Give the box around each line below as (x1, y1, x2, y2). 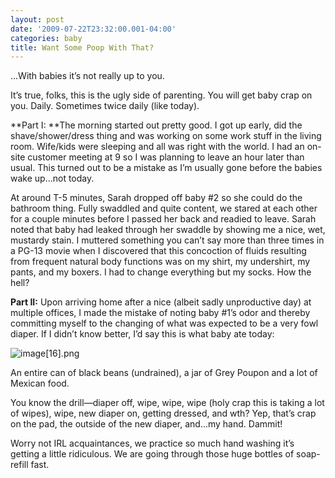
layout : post (10, 14, 65, 25)
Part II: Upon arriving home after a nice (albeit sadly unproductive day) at (10, 296, 312, 308)
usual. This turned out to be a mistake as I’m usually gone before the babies (10, 162, 323, 174)
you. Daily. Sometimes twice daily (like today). (10, 100, 200, 112)
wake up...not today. (10, 172, 95, 185)
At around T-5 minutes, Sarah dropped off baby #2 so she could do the (10, 192, 303, 204)
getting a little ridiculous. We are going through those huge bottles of (10, 448, 295, 460)
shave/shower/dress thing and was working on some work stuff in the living (10, 130, 322, 142)
